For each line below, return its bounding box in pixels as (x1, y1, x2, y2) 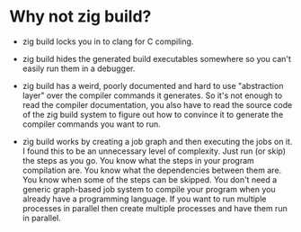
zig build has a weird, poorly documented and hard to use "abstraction (22, 80, 284, 91)
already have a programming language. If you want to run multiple (22, 193, 267, 204)
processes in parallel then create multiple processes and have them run (22, 202, 288, 213)
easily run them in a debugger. (22, 63, 136, 74)
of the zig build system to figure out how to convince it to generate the (22, 109, 284, 120)
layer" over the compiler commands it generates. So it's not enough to (22, 90, 283, 101)
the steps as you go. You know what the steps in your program (22, 155, 254, 165)
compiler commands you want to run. (22, 119, 162, 129)
